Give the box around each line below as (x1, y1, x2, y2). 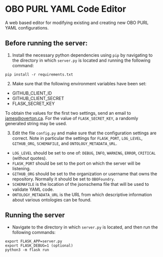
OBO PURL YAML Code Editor (5, 3, 126, 15)
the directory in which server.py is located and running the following (12, 57, 151, 63)
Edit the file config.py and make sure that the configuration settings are (12, 130, 157, 136)
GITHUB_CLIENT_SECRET (12, 95, 65, 101)
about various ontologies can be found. (12, 197, 92, 203)
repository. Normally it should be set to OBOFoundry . (12, 176, 115, 182)
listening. (12, 165, 31, 171)
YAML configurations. (5, 25, 49, 30)
